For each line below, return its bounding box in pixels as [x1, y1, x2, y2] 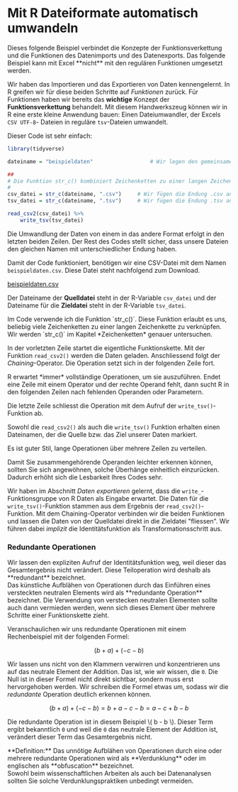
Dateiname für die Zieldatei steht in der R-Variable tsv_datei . [7, 300, 186, 310]
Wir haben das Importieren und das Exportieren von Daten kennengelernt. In [7, 80, 230, 88]
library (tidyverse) [7, 145, 65, 152]
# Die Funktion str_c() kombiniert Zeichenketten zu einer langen [7, 178, 208, 185]
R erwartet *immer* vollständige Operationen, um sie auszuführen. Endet [7, 372, 221, 381]
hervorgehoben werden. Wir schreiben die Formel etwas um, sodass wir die [7, 683, 229, 691]
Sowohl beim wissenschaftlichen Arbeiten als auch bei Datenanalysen [7, 769, 212, 778]
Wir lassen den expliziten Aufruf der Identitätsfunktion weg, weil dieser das [7, 558, 227, 567]
